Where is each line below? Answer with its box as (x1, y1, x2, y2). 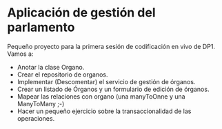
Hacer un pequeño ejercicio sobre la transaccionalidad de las (17, 107, 192, 115)
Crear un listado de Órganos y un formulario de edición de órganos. (17, 85, 210, 93)
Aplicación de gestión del (7, 5, 157, 21)
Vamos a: (7, 50, 34, 58)
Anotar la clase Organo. (17, 63, 85, 71)
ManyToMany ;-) (17, 99, 65, 108)
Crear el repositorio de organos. (17, 70, 108, 79)
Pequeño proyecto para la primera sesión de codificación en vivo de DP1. (7, 42, 216, 50)
